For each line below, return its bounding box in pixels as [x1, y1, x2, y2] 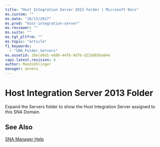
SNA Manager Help [5, 136, 44, 142]
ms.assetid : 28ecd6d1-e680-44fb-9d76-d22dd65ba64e [5, 52, 111, 58]
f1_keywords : [5, 44, 32, 49]
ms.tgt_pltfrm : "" [5, 35, 43, 40]
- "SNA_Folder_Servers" [9, 48, 58, 53]
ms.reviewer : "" [5, 25, 38, 30]
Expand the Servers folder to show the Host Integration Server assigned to [5, 103, 156, 109]
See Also [5, 123, 33, 131]
